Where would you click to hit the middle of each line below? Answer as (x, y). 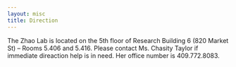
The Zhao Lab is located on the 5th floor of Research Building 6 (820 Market (118, 40)
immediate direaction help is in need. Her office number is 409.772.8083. (113, 55)
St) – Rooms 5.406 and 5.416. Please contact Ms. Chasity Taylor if (103, 48)
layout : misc (26, 14)
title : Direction (33, 20)
